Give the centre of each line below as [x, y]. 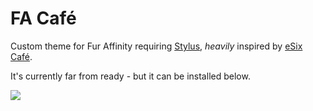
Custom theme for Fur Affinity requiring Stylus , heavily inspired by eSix [156, 46]
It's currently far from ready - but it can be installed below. [130, 76]
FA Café [43, 18]
